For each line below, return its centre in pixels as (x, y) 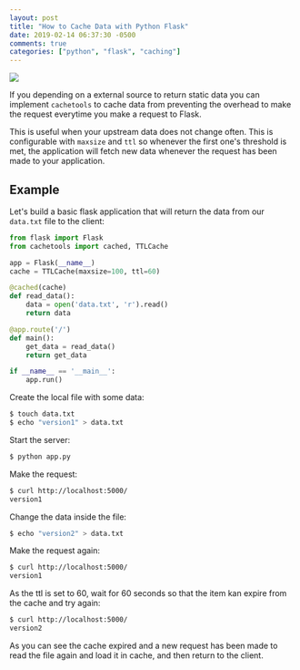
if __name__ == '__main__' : (63, 371)
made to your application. (57, 161)
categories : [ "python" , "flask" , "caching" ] (95, 52)
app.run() (45, 380)
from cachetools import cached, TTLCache (89, 246)
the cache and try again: (55, 603)
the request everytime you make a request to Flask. (105, 114)
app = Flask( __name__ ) (52, 263)
